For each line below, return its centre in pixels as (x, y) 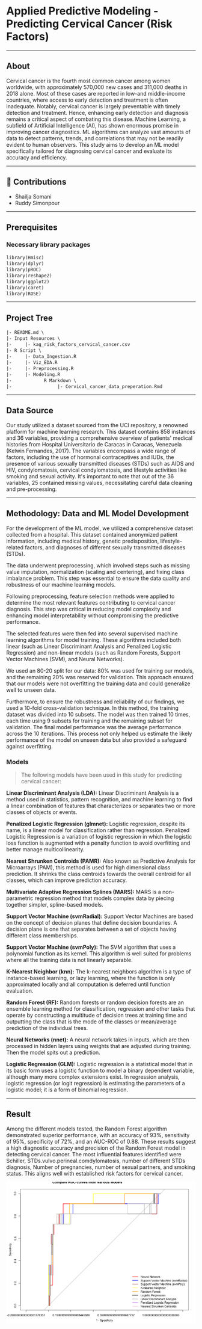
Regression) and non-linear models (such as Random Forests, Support (93, 652)
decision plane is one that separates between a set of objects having (91, 929)
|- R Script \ (24, 351)
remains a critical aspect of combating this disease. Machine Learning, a (96, 119)
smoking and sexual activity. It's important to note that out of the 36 (90, 476)
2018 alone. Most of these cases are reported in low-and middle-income (96, 93)
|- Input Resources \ (33, 339)
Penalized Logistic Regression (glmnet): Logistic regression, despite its (96, 824)
